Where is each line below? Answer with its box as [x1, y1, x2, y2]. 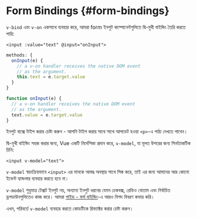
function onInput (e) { [6, 96, 62, 102]
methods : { [6, 52, 33, 58]
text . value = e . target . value [11, 112, 83, 118]
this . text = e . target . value [16, 74, 85, 80]
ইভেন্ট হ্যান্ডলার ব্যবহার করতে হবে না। [6, 175, 69, 182]
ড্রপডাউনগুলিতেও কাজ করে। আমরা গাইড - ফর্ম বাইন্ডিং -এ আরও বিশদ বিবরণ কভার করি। [6, 193, 155, 200]
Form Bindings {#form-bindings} [6, 4, 169, 18]
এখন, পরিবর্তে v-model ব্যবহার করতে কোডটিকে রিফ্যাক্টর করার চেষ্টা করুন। [6, 205, 134, 212]
